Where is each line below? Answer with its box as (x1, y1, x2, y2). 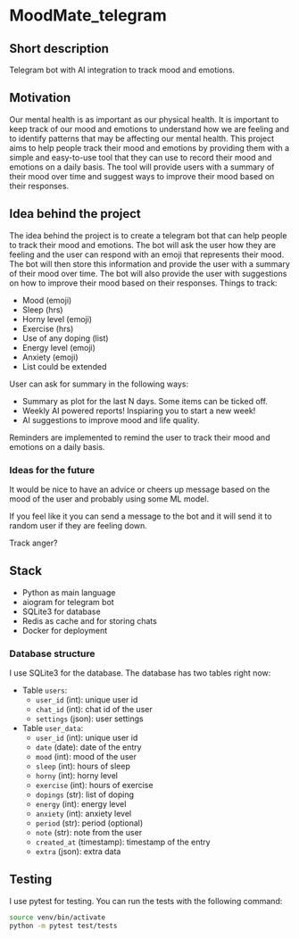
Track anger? (9, 537, 58, 548)
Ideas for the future (9, 463, 96, 476)
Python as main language (21, 586, 116, 598)
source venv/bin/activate (9, 912, 105, 922)
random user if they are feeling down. (9, 519, 147, 531)
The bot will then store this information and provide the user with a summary (9, 258, 290, 269)
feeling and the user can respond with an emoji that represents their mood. (9, 249, 285, 260)
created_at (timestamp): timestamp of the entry (35, 836, 212, 848)
